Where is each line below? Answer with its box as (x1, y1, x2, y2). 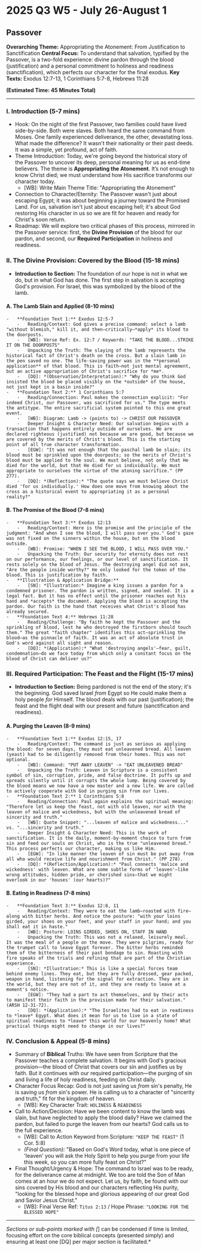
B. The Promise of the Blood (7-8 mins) (6, 506, 105, 514)
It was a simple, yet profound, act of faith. (14, 146, 118, 153)
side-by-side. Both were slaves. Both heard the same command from (14, 127, 185, 135)
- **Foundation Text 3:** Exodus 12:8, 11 (6, 902, 119, 909)
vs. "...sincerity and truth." (6, 825, 84, 831)
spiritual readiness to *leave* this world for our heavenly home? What (6, 1018, 191, 1024)
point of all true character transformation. (6, 441, 121, 447)
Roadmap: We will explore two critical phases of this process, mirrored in (14, 222, 195, 230)
